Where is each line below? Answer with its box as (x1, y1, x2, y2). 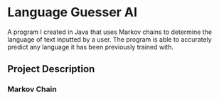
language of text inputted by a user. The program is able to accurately (7, 35, 212, 43)
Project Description (7, 63, 95, 75)
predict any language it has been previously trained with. (7, 42, 174, 51)
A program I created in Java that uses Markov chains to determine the (7, 28, 212, 36)
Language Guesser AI (7, 4, 137, 21)
